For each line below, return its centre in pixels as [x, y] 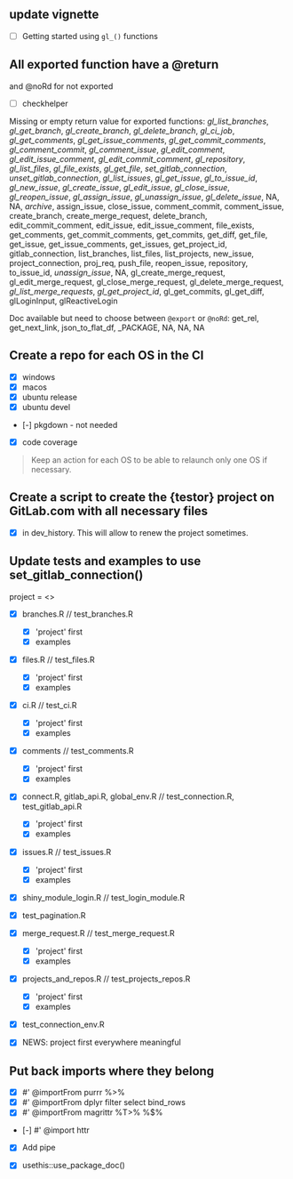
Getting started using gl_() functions [90, 36]
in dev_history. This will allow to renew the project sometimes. [135, 532]
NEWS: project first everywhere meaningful [102, 1042]
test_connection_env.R [63, 1025]
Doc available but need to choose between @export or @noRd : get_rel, [134, 318]
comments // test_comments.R [78, 751]
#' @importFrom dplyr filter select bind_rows [104, 1102]
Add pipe [39, 1148]
